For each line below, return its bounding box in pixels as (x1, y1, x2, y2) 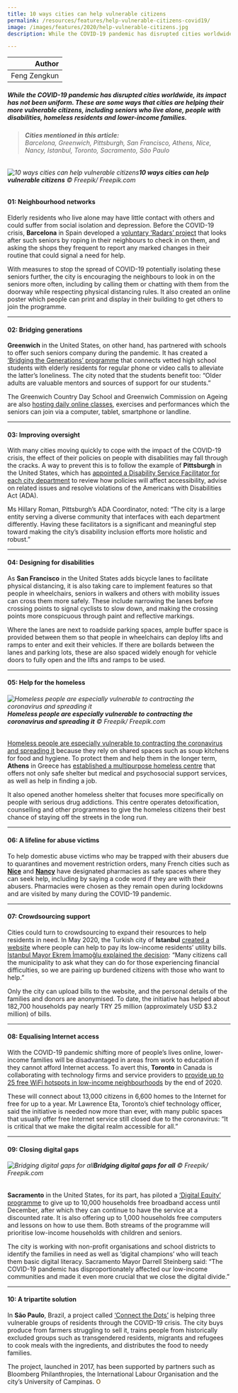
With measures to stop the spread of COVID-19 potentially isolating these (7, 265, 221, 274)
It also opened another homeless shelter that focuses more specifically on (7, 790, 224, 799)
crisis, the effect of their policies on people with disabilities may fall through (7, 454, 228, 462)
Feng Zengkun (11, 71, 59, 81)
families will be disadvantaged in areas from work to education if (30, 1056, 220, 1064)
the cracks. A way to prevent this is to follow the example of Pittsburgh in (7, 461, 222, 470)
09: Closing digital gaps (7, 1145, 79, 1153)
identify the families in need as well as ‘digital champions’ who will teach (7, 1249, 218, 1258)
